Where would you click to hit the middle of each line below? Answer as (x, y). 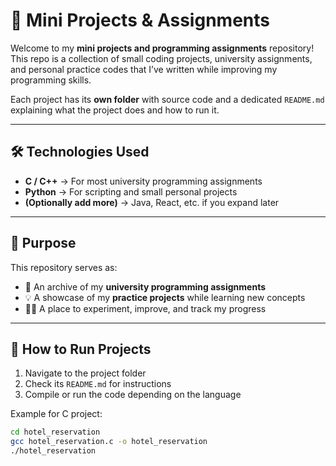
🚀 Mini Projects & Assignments (140, 20)
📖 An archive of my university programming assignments (145, 286)
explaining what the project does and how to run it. (115, 110)
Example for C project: (56, 414)
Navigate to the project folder (85, 373)
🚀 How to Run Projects (81, 349)
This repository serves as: (64, 267)
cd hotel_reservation (55, 432)
